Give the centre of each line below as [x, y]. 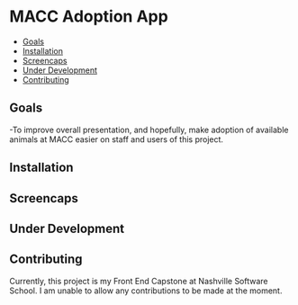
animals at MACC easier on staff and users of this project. [116, 139]
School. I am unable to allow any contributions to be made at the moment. [146, 291]
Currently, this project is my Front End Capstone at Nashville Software [139, 281]
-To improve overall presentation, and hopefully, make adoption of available [149, 130]
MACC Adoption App [89, 17]
